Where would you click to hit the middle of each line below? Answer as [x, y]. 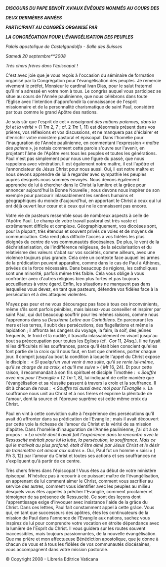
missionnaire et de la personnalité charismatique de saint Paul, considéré [80, 107]
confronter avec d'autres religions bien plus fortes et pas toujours [72, 279]
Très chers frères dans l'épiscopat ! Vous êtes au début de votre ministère [81, 470]
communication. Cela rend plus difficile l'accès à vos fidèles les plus [75, 236]
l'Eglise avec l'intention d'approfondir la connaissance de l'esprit [71, 102]
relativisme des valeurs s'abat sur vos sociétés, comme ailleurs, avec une [80, 252]
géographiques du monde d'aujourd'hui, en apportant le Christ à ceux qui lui [83, 201]
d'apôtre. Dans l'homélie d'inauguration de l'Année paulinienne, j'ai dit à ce [82, 429]
